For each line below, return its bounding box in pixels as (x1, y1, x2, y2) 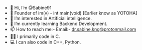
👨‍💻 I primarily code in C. (10, 33, 60, 39)
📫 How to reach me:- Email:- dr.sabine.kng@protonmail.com (10, 26, 136, 32)
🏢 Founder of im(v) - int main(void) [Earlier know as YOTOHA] (10, 10, 137, 16)
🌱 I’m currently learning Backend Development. (10, 20, 108, 26)
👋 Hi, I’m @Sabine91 (10, 5, 52, 10)
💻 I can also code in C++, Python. (10, 39, 81, 45)
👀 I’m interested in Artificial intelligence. (10, 15, 92, 21)
